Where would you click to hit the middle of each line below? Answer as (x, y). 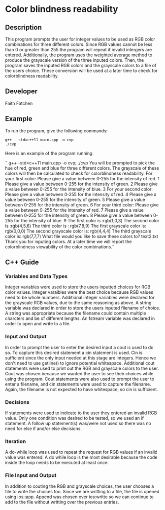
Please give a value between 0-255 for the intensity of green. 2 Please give (82, 184)
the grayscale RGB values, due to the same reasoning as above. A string (78, 303)
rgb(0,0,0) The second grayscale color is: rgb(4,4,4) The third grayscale (78, 231)
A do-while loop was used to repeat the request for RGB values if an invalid (81, 452)
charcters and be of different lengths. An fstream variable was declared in (80, 318)
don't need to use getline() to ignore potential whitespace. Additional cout (80, 363)
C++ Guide (22, 262)
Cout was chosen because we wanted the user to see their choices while (79, 373)
